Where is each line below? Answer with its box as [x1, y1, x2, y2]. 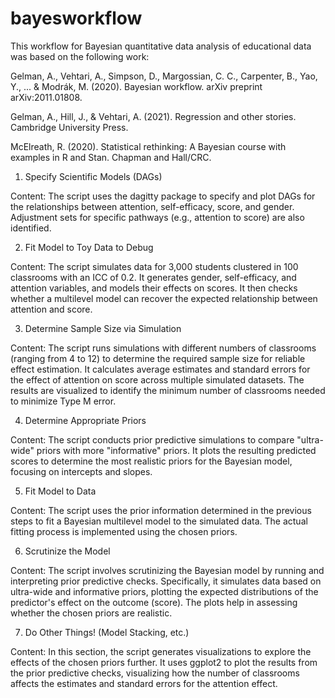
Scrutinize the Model [24, 545, 111, 557]
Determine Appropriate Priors [24, 414, 147, 426]
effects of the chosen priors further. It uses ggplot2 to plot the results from [10, 656, 318, 668]
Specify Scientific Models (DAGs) [24, 170, 163, 182]
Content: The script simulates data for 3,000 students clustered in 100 [10, 260, 299, 272]
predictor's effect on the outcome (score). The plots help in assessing [10, 596, 298, 608]
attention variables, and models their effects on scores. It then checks [10, 282, 298, 294]
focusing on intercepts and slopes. [10, 465, 153, 477]
